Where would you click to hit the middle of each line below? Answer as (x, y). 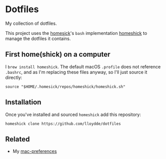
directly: (14, 77)
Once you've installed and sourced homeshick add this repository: (73, 114)
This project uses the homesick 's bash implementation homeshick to (76, 33)
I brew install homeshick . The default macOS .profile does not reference (83, 66)
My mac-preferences (35, 151)
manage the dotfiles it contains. (38, 38)
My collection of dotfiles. (31, 23)
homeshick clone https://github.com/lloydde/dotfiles (63, 124)
